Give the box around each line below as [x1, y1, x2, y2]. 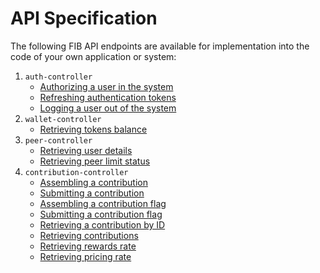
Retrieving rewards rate [39, 240, 137, 252]
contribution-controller [24, 167, 129, 177]
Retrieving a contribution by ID [39, 218, 166, 231]
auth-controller [24, 72, 93, 82]
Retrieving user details [39, 144, 133, 156]
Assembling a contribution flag [39, 197, 167, 209]
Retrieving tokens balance [39, 123, 148, 135]
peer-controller [24, 135, 93, 146]
